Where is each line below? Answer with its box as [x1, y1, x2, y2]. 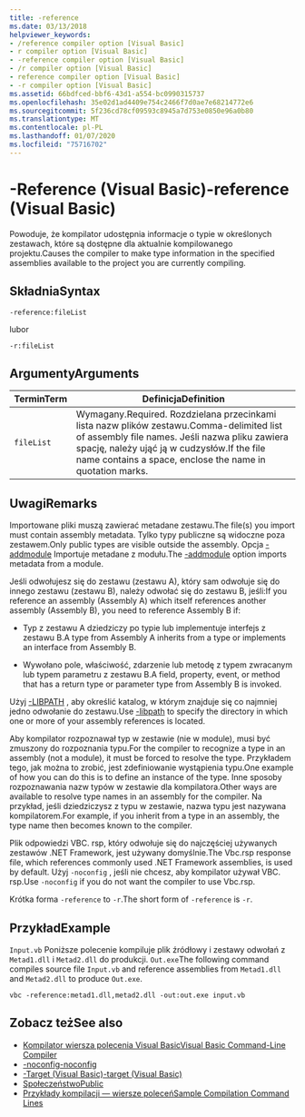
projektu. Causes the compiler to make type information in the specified [9, 247, 275, 259]
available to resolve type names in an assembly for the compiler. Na [9, 791, 263, 802]
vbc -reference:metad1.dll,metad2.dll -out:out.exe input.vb [9, 991, 246, 1000]
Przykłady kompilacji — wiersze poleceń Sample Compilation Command [22, 1087, 290, 1099]
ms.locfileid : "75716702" [9, 140, 107, 149]
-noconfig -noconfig [22, 1059, 97, 1070]
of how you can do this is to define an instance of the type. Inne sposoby [9, 772, 283, 783]
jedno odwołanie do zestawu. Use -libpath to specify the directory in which [9, 706, 289, 717]
